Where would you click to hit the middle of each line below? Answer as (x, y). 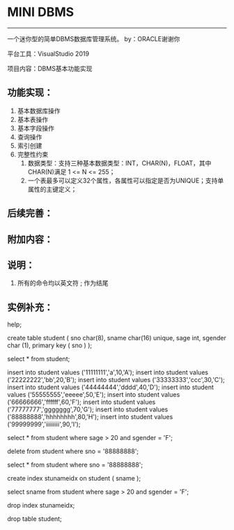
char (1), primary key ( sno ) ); (50, 345)
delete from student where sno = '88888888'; (73, 451)
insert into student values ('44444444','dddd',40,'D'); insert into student (110, 387)
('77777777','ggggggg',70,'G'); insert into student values (88, 409)
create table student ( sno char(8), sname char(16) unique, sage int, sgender (117, 338)
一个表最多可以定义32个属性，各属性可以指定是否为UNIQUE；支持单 (126, 180)
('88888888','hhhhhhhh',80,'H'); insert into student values (90, 417)
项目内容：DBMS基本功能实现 (50, 68)
